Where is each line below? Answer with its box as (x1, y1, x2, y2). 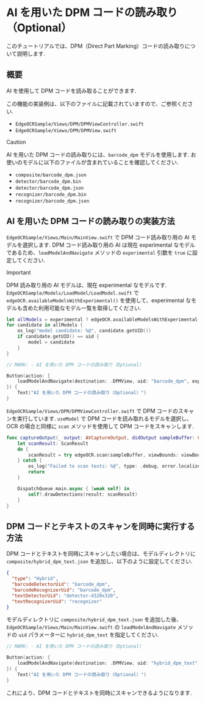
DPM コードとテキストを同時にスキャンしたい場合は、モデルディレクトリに (6, 550, 196, 558)
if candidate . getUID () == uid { (17, 334, 99, 340)
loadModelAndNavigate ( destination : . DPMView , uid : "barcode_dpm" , (17, 378, 190, 384)
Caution (6, 138, 26, 146)
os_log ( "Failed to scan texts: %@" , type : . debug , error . (28, 463, 179, 469)
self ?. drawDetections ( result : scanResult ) (28, 491, 138, 498)
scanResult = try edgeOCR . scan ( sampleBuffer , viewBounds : (28, 452, 179, 458)
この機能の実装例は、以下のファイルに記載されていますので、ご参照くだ (6, 100, 188, 107)
